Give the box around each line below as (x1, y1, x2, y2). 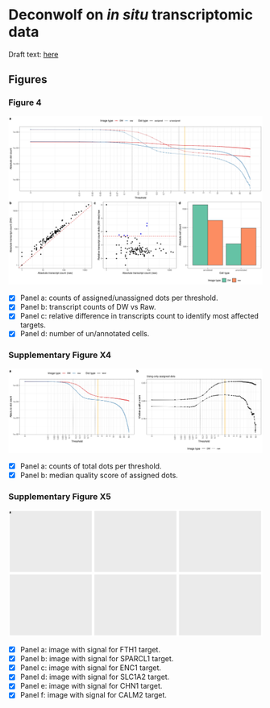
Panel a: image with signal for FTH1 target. (19, 645, 161, 655)
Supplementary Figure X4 (8, 349, 111, 360)
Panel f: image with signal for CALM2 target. (19, 690, 168, 700)
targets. (19, 320, 46, 330)
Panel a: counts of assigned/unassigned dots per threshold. (19, 293, 218, 303)
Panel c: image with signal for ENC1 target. (19, 663, 162, 673)
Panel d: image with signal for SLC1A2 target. (19, 672, 170, 682)
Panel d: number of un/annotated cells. (19, 329, 150, 339)
